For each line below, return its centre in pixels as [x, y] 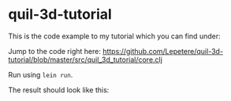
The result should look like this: [59, 90]
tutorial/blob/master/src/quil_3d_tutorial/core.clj [86, 60]
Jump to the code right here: [54, 51]
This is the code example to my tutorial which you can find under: [114, 36]
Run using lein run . [41, 74]
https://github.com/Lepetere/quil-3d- [162, 51]
